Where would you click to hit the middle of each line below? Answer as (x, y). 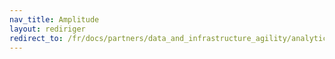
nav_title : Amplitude (54, 19)
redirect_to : (36, 38)
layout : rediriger (47, 29)
